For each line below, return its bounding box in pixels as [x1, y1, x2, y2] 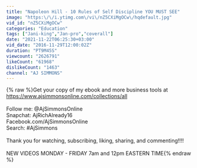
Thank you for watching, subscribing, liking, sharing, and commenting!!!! [6, 137, 184, 144]
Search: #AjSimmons [6, 124, 58, 132]
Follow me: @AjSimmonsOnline [6, 105, 83, 112]
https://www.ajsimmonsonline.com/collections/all [6, 93, 128, 100]
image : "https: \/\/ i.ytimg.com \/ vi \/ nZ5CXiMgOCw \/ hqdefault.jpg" [6, 14, 172, 20]
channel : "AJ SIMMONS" [6, 70, 63, 76]
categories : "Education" [6, 25, 68, 32]
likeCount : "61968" [6, 59, 55, 65]
